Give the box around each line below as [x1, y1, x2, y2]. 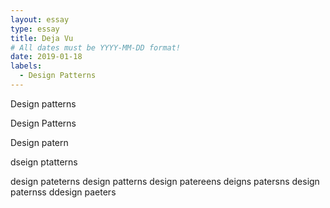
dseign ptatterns [10, 156, 78, 168]
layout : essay [10, 14, 70, 25]
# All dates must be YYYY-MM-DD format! [10, 42, 182, 53]
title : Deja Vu [10, 33, 74, 43]
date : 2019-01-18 [10, 52, 83, 62]
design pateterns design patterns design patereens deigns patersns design [10, 175, 320, 187]
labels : [10, 61, 43, 71]
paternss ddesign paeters [10, 186, 117, 198]
